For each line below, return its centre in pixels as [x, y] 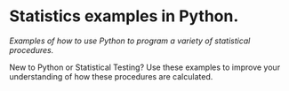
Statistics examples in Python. [124, 16]
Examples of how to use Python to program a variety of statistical [130, 41]
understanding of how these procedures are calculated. [111, 76]
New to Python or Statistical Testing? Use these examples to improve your [145, 67]
